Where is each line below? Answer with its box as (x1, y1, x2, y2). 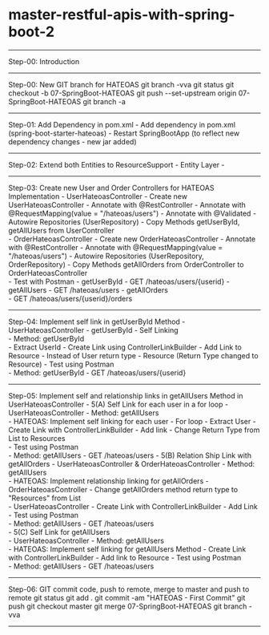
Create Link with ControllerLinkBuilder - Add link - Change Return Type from (8, 425, 260, 435)
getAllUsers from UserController (8, 225, 114, 235)
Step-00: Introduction (8, 56, 80, 66)
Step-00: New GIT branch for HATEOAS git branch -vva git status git (8, 79, 235, 89)
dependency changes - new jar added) (8, 136, 138, 146)
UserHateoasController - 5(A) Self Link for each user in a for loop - (8, 399, 229, 409)
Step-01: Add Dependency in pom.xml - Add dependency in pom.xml (8, 119, 236, 129)
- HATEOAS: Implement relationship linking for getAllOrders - (8, 475, 210, 486)
